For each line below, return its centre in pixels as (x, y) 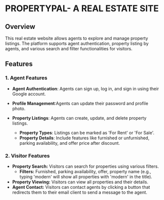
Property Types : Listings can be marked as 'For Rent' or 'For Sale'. (87, 133)
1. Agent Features (26, 78)
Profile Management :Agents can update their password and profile (80, 103)
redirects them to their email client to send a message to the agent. (80, 192)
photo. (19, 109)
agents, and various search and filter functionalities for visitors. (69, 49)
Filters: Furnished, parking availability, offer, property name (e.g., (85, 171)
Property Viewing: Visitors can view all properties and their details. (80, 182)
